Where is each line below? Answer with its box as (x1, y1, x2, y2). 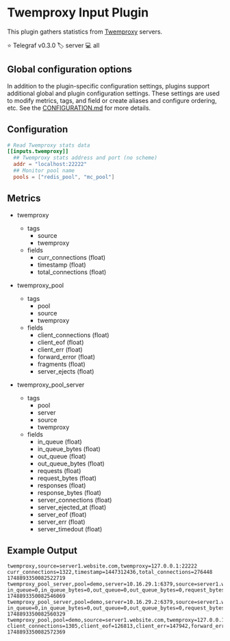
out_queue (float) (37, 452, 87, 460)
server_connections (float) (37, 496, 112, 504)
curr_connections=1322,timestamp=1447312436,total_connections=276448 (7, 569, 213, 576)
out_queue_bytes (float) (37, 459, 105, 468)
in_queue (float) (37, 437, 82, 446)
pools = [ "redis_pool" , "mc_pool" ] (13, 173, 115, 180)
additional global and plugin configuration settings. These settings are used (7, 89, 220, 97)
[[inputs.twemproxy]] (7, 148, 69, 155)
